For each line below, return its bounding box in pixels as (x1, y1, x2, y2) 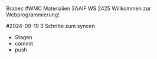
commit (14, 40, 34, 47)
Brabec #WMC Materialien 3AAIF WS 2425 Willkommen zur (6, 5, 152, 12)
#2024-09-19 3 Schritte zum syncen (6, 23, 96, 29)
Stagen (14, 34, 32, 40)
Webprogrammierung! (6, 11, 60, 18)
